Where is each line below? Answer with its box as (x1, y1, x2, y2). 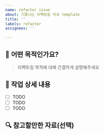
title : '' (5, 16, 26, 21)
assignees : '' (5, 26, 35, 31)
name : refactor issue (5, 7, 50, 12)
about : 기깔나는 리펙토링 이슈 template (5, 12, 80, 17)
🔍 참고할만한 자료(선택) (5, 121, 74, 130)
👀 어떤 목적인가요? (5, 50, 59, 58)
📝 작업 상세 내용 (5, 80, 51, 89)
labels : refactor (5, 21, 41, 26)
